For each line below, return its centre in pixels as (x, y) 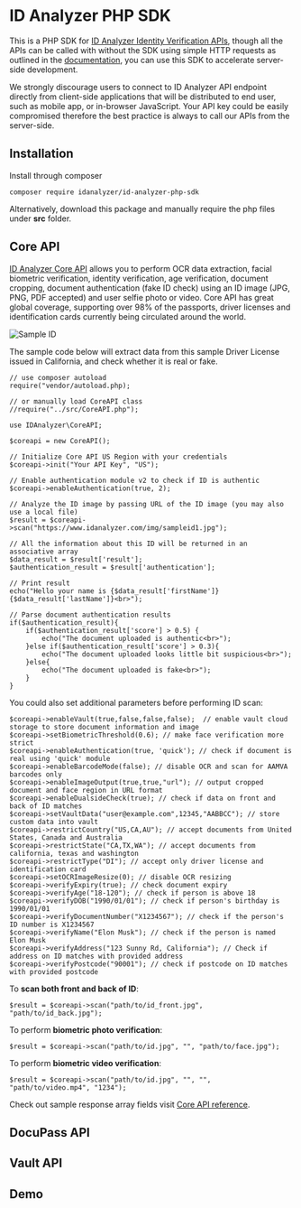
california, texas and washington (74, 853)
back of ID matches (46, 806)
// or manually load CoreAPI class (76, 401)
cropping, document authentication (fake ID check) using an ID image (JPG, (150, 288)
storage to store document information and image (105, 727)
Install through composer (56, 175)
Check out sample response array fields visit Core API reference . (130, 1104)
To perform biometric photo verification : (86, 1029)
